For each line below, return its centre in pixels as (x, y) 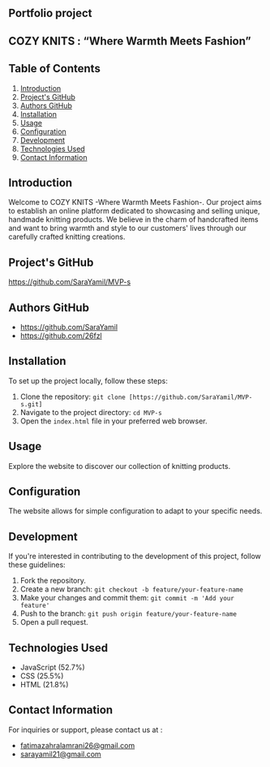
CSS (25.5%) (42, 676)
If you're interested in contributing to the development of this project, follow (135, 557)
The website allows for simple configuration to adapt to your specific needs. (135, 511)
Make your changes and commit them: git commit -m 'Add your (127, 598)
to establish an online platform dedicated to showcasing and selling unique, (134, 211)
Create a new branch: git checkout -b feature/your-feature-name (131, 589)
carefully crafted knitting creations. (67, 237)
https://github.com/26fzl (61, 336)
